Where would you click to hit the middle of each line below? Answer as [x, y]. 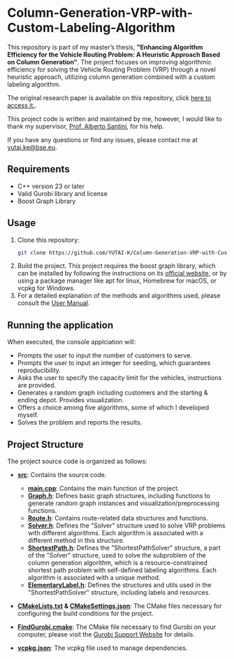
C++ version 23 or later [51, 186]
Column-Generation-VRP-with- [100, 13]
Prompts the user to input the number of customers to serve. [104, 355]
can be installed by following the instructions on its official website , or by [122, 274]
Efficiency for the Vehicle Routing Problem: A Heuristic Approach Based [114, 55]
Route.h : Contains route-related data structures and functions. [118, 518]
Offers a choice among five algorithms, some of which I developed [113, 408]
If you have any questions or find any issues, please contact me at [102, 140]
